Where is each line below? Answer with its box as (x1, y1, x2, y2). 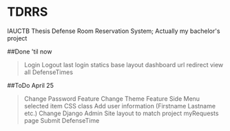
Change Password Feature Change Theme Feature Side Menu (23, 94, 200, 103)
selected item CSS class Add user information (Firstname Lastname (23, 102, 216, 110)
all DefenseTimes (23, 68, 74, 76)
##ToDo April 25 (7, 81, 54, 89)
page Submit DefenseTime (23, 116, 100, 124)
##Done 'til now (7, 47, 52, 56)
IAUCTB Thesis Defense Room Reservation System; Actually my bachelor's (7, 27, 220, 35)
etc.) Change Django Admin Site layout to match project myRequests (23, 109, 219, 117)
